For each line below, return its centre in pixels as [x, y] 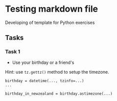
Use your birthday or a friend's [43, 62]
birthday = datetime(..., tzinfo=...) [45, 81]
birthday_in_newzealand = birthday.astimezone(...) [59, 94]
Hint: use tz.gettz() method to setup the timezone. [57, 72]
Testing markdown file [52, 9]
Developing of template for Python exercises [50, 22]
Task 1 [13, 52]
